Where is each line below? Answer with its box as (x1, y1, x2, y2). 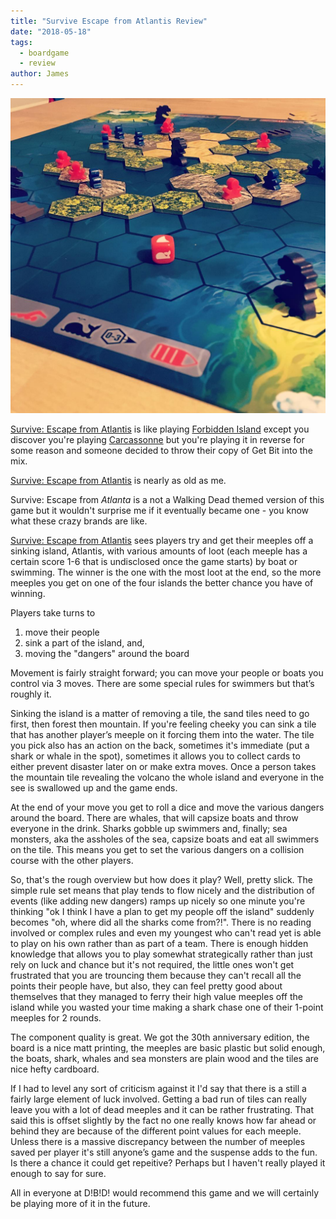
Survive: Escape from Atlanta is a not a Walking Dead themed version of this (10, 494, 325, 505)
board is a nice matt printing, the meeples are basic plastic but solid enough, (10, 1042, 326, 1054)
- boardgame (19, 48, 70, 58)
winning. (10, 588, 46, 599)
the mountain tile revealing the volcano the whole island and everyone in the (10, 771, 325, 783)
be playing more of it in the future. (10, 1198, 151, 1209)
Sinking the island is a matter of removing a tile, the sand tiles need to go (10, 708, 310, 719)
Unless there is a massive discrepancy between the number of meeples (10, 1136, 306, 1147)
